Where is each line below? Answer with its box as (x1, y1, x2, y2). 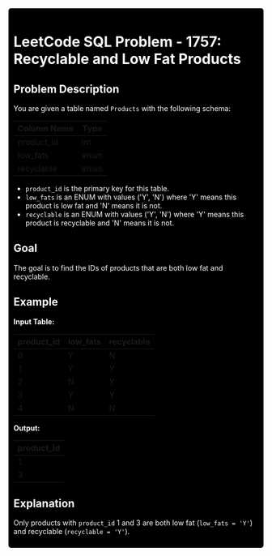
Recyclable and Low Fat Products (13, 50, 241, 68)
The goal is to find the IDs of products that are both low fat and (13, 263, 223, 272)
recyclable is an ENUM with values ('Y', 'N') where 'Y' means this (25, 210, 244, 219)
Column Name (17, 123, 74, 134)
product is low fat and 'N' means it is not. (25, 201, 163, 210)
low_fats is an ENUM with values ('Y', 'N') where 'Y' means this (25, 192, 237, 202)
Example (13, 295, 58, 309)
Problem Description (13, 82, 120, 96)
